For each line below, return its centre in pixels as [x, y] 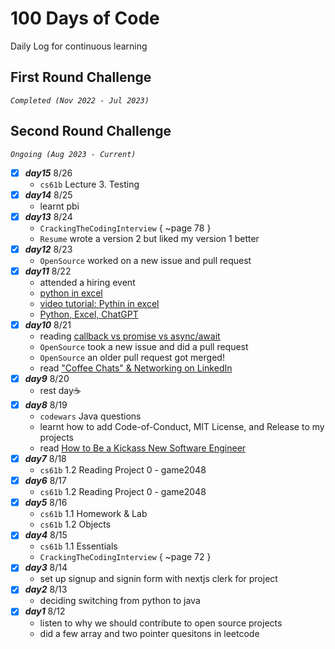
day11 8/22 [48, 271]
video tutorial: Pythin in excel [99, 303]
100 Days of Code [85, 18]
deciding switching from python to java [120, 601]
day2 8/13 [46, 589]
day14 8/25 [48, 194]
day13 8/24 [48, 216]
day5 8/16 [46, 503]
